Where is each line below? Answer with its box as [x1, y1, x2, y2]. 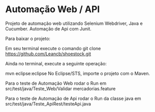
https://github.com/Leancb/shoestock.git [5, 51, 91, 57]
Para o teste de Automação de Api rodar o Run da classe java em [5, 95, 141, 101]
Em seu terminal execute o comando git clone [5, 45, 101, 51]
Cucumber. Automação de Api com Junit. [5, 25, 91, 31]
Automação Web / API [5, 4, 100, 15]
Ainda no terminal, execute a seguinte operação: [5, 60, 107, 66]
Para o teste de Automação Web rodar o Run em [5, 80, 107, 86]
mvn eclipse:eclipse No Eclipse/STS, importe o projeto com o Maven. [5, 70, 150, 77]
